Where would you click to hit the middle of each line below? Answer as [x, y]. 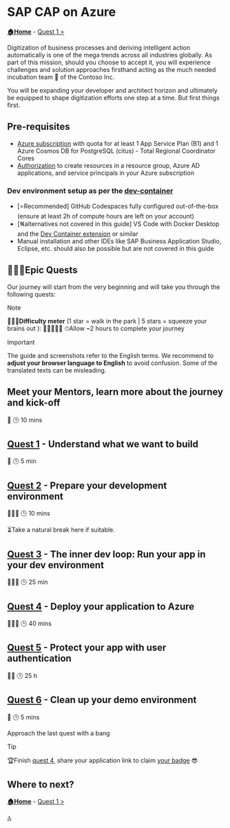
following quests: [31, 294]
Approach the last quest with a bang [59, 733]
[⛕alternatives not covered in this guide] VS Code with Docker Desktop [118, 224]
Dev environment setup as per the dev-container [90, 191]
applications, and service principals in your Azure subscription [106, 173]
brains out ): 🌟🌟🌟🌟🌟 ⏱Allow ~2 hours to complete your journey [96, 328]
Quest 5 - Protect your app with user [87, 648]
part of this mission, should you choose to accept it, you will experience [109, 62]
